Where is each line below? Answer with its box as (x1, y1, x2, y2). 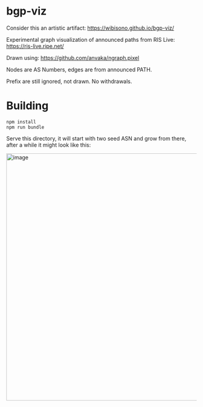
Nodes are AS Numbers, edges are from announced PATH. (6, 65, 152, 73)
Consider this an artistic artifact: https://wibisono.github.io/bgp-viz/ (6, 24, 175, 31)
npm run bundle (6, 124, 45, 130)
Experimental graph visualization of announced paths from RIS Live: (6, 36, 175, 43)
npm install (6, 119, 36, 125)
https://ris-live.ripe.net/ (6, 42, 65, 50)
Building (6, 99, 49, 113)
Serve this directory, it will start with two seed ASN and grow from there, (6, 134, 187, 142)
